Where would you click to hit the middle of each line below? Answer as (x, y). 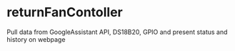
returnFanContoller (65, 12)
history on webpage (36, 39)
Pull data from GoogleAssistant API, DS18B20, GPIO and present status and (117, 32)
